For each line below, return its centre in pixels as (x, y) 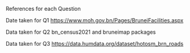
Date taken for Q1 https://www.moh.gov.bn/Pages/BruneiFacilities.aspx (95, 20)
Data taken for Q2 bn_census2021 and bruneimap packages (81, 32)
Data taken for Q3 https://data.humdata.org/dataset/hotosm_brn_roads (95, 44)
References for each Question (43, 9)
